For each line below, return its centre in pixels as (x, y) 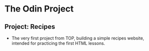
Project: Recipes (30, 27)
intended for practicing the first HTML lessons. (58, 43)
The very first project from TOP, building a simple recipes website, (78, 38)
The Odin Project (39, 9)
